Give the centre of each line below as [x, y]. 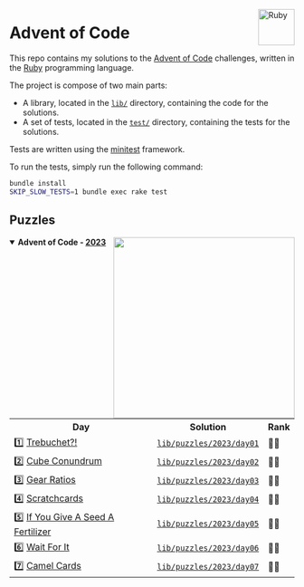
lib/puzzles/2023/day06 [208, 548]
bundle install [38, 183]
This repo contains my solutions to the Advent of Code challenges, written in [152, 58]
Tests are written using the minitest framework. [97, 149]
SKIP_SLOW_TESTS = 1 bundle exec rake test [89, 192]
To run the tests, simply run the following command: [106, 167]
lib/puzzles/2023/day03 [208, 481]
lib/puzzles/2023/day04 [208, 500]
